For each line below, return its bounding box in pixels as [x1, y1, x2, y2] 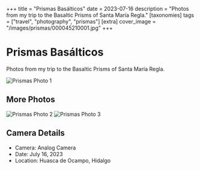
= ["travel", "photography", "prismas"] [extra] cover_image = [6, 18, 156, 25]
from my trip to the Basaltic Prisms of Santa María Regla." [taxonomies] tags [6, 11, 194, 19]
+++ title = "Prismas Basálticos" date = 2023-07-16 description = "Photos [6, 5, 189, 12]
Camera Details [6, 128, 65, 138]
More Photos [6, 95, 55, 105]
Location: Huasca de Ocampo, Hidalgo [14, 157, 111, 164]
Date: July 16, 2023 [14, 150, 63, 157]
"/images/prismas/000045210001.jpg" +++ [6, 24, 113, 31]
